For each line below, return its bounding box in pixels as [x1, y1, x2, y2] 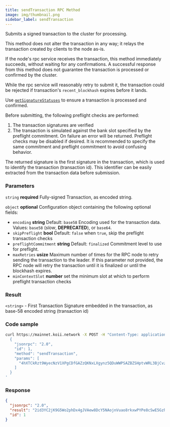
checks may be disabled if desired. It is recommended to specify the [12, 138, 156, 145]
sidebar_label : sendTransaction [5, 17, 73, 22]
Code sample [5, 320, 39, 327]
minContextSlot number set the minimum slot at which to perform [12, 273, 150, 279]
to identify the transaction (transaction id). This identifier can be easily [5, 165, 152, 171]
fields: [5, 209, 19, 215]
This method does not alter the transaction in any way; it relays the [5, 41, 144, 47]
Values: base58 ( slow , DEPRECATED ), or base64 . [12, 224, 112, 231]
